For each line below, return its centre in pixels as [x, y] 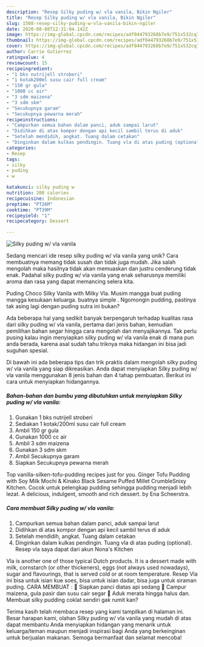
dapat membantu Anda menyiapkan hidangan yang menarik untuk [89, 624]
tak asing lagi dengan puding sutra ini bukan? [63, 306]
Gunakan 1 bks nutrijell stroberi [54, 417]
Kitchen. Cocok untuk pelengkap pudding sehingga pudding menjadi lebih [99, 487]
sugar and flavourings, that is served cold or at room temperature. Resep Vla [102, 574]
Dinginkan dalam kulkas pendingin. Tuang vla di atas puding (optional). [104, 543]
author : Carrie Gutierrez [39, 52]
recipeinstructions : [32, 119]
